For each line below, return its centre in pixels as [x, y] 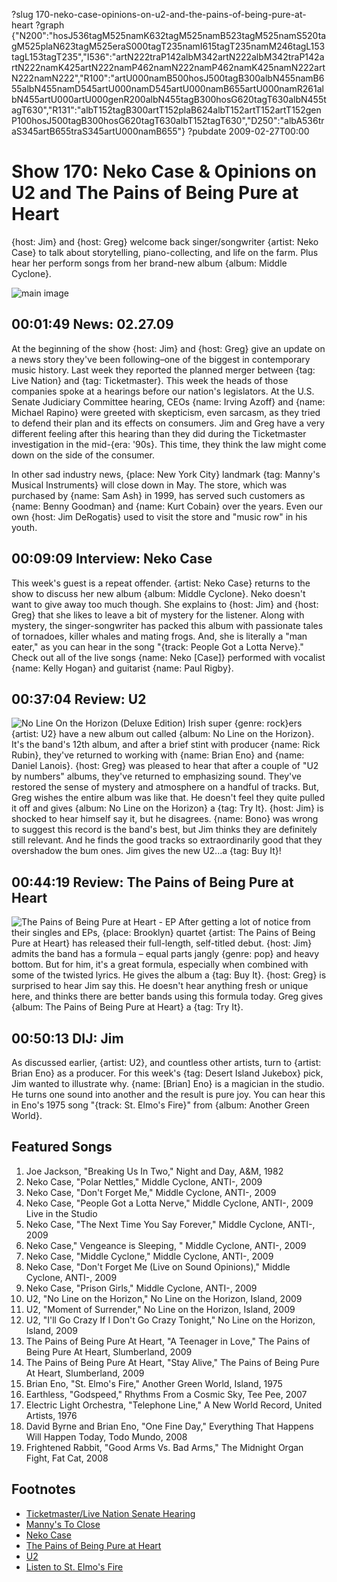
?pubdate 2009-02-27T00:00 [248, 131]
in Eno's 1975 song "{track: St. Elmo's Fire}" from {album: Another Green [160, 1105]
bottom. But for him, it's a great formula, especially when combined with [160, 965]
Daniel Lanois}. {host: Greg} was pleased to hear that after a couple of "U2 [165, 766]
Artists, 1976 [51, 1415]
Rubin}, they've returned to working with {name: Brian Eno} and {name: [158, 755]
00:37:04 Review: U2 [79, 699]
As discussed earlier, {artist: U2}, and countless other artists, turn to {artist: [166, 1062]
